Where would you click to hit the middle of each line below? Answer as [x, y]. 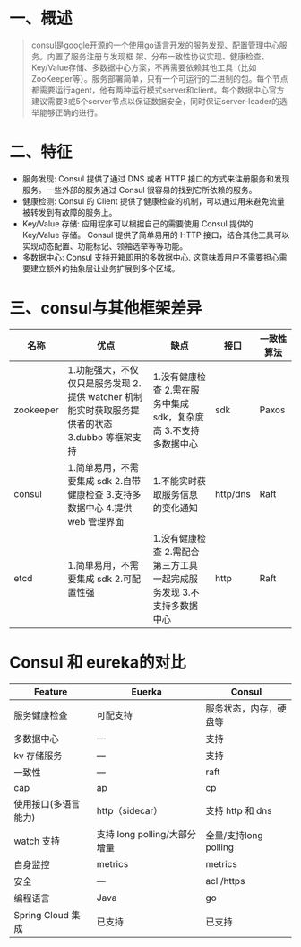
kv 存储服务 [38, 756]
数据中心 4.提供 [100, 508]
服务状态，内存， [241, 708]
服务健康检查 [41, 715]
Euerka [147, 691]
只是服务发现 [104, 383]
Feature [51, 691]
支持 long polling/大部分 [146, 834]
